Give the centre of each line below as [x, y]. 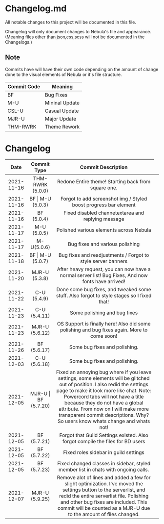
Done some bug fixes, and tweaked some [104, 289]
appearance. [138, 31]
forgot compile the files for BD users [104, 441]
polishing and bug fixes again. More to [104, 330]
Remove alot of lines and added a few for [104, 477]
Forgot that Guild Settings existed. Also [104, 435]
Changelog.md [36, 9]
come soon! [104, 336]
